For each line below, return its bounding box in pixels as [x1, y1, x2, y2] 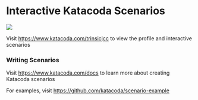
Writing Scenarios [6, 56, 59, 64]
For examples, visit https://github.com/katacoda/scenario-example [6, 87, 169, 94]
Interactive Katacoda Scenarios [6, 4, 165, 18]
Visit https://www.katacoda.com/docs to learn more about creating [6, 69, 170, 76]
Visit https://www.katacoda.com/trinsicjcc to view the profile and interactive [6, 34, 192, 42]
